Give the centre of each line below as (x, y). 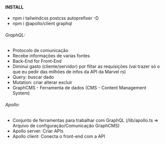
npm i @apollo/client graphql (42, 24)
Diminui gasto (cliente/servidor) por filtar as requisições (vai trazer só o (86, 66)
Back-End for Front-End (37, 61)
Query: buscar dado (33, 77)
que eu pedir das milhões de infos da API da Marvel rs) (69, 72)
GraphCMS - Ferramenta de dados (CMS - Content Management (79, 88)
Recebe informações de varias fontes (51, 56)
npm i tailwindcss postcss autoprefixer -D (55, 18)
